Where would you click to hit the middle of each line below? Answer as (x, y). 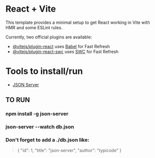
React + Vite (31, 9)
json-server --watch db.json (40, 127)
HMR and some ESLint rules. (34, 27)
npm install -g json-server (37, 114)
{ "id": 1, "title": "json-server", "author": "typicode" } (69, 150)
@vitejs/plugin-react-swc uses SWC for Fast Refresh (65, 52)
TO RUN (18, 100)
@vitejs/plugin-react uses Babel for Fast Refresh (61, 46)
